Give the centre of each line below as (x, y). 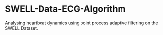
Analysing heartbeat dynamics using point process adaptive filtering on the (81, 23)
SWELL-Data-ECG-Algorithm (65, 9)
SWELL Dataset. (21, 28)
